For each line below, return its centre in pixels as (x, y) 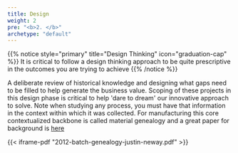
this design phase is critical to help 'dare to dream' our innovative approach (118, 98)
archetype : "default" (40, 34)
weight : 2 (22, 21)
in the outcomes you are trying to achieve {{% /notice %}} (93, 69)
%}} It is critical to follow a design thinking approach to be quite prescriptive (119, 62)
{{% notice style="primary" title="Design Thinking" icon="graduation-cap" (117, 54)
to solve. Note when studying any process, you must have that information (117, 106)
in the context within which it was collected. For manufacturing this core (113, 113)
